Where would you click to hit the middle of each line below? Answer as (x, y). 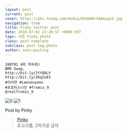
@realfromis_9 (19, 92)
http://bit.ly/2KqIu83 (28, 77)
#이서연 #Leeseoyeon (24, 82)
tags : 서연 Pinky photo (28, 37)
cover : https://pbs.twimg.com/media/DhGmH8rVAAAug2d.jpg (64, 18)
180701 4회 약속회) (23, 64)
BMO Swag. (15, 68)
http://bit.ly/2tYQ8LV (28, 73)
